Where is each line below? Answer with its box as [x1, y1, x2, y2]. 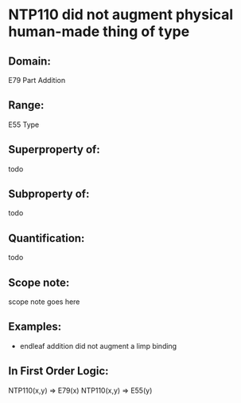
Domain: [8, 54, 52, 68]
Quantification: [8, 231, 85, 245]
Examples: [8, 320, 62, 334]
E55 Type [8, 120, 40, 129]
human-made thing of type [8, 22, 190, 41]
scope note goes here [8, 297, 80, 306]
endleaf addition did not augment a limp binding [19, 341, 177, 350]
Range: [8, 98, 45, 113]
